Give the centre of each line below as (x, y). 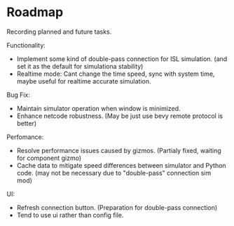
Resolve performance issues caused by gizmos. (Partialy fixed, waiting (119, 150)
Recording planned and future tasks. (59, 32)
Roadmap (35, 12)
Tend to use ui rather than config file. (70, 215)
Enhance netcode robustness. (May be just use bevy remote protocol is (120, 116)
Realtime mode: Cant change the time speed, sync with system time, (116, 74)
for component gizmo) (49, 158)
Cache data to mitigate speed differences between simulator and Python (121, 165)
